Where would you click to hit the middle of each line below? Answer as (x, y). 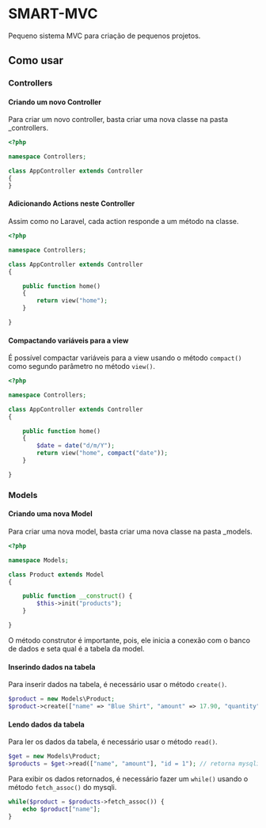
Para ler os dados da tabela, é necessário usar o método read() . (113, 742)
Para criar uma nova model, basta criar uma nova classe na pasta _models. (131, 531)
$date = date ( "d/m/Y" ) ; (76, 446)
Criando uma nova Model (50, 514)
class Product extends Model (56, 575)
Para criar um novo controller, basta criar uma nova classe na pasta (118, 120)
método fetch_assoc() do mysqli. (63, 787)
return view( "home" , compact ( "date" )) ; (103, 453)
